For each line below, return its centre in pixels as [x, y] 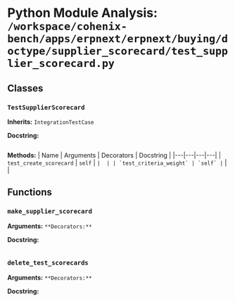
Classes [25, 88]
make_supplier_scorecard [50, 212]
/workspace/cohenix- [68, 26]
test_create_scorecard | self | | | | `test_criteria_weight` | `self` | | [117, 163]
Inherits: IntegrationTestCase [51, 122]
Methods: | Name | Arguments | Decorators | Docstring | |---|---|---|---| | [114, 155]
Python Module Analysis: [83, 13]
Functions [30, 193]
